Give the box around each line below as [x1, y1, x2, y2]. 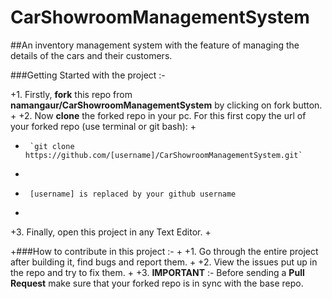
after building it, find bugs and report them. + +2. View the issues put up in [10, 256, 318, 268]
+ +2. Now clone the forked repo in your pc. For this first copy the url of [10, 109, 307, 121]
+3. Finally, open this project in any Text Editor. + [10, 226, 212, 238]
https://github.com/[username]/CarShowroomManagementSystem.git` [24, 150, 303, 160]
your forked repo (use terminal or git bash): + [10, 120, 197, 132]
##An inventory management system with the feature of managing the [10, 39, 300, 51]
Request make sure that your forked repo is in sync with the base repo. [10, 277, 304, 289]
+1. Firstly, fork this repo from [10, 88, 133, 100]
